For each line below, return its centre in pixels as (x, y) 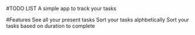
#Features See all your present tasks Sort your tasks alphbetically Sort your (98, 20)
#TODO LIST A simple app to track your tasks (61, 8)
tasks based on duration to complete (51, 26)
